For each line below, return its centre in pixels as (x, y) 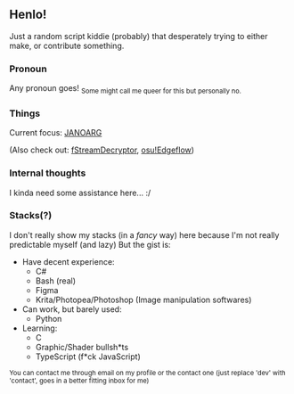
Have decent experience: (68, 261)
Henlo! (28, 15)
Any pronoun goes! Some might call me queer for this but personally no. (126, 89)
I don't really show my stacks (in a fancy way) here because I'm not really (144, 234)
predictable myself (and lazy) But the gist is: (90, 244)
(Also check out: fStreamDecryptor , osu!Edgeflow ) (102, 150)
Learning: (40, 328)
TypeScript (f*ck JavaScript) (88, 357)
